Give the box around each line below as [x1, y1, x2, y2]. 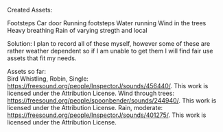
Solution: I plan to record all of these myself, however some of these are [7, 40, 211, 47]
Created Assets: [7, 6, 53, 14]
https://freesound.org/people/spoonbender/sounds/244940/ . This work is [7, 96, 217, 105]
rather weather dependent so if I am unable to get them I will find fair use [7, 47, 213, 55]
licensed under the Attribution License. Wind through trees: [7, 89, 175, 97]
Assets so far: [7, 68, 47, 75]
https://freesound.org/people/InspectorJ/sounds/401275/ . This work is [7, 111, 207, 119]
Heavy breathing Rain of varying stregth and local [7, 27, 148, 34]
